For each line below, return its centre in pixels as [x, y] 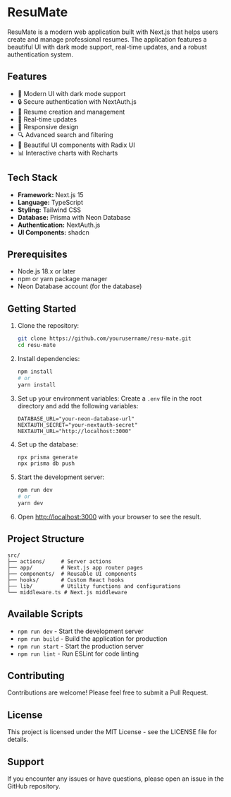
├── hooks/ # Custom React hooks [66, 580]
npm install [35, 372]
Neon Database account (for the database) [80, 286]
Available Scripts [45, 614]
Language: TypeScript [50, 202]
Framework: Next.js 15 [50, 194]
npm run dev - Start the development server [81, 631]
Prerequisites [37, 254]
